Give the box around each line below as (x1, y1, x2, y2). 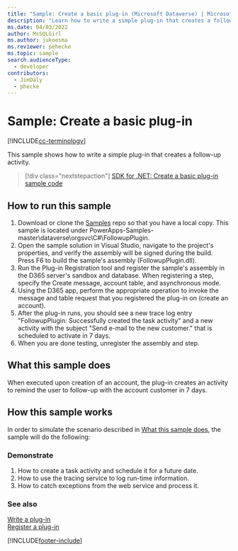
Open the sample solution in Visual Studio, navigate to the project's (17, 242, 214, 249)
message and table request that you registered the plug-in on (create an (17, 294, 229, 302)
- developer (13, 63, 50, 70)
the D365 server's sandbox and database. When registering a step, (17, 271, 214, 280)
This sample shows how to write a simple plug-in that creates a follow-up (7, 150, 222, 159)
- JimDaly (13, 76, 42, 84)
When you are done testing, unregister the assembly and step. (17, 339, 200, 347)
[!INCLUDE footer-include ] (7, 536, 83, 545)
